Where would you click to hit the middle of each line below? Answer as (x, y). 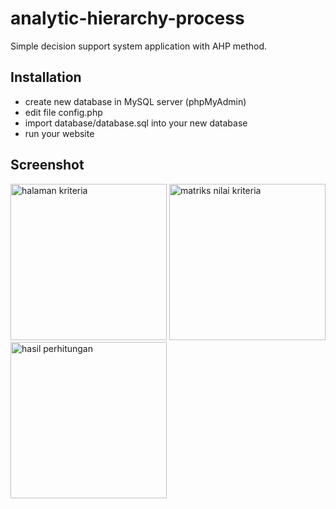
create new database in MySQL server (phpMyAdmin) (135, 101)
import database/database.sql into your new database (136, 123)
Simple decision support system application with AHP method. (139, 46)
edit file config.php (63, 112)
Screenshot (47, 165)
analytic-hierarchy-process (127, 18)
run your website (59, 133)
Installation (46, 77)
